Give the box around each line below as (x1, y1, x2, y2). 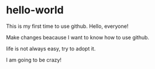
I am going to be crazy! (6, 56, 62, 63)
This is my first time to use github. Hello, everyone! (6, 23, 129, 30)
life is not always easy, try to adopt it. (6, 45, 96, 52)
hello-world (6, 3, 64, 17)
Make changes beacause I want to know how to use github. (6, 34, 150, 41)
